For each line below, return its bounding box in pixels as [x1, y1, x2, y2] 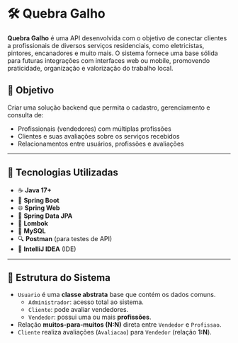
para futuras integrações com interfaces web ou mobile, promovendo [7, 56, 210, 64]
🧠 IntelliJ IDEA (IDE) [17, 245, 76, 253]
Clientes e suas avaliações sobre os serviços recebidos [17, 132, 180, 140]
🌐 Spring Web [17, 203, 60, 212]
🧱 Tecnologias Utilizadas [7, 167, 118, 179]
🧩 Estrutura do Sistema [7, 272, 111, 284]
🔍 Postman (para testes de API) [17, 234, 113, 243]
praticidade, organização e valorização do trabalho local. [7, 64, 174, 72]
